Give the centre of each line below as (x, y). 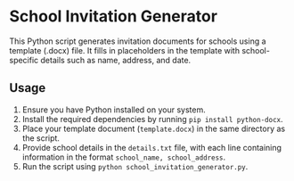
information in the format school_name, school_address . (124, 157)
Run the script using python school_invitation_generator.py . (135, 166)
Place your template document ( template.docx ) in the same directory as (154, 128)
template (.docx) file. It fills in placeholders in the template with (125, 50)
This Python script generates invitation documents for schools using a (138, 41)
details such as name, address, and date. (116, 60)
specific (24, 60)
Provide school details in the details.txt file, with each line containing (152, 147)
